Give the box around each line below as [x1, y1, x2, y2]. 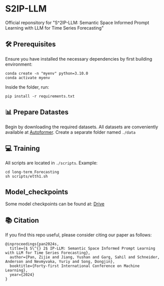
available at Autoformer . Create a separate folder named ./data [5, 129, 136, 135]
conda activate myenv [5, 75, 50, 80]
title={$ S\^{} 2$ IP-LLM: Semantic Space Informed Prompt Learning [9, 246, 155, 251]
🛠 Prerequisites [5, 40, 56, 49]
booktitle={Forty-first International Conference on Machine [9, 263, 140, 268]
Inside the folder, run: [5, 84, 49, 90]
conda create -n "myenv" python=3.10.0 [5, 71, 88, 76]
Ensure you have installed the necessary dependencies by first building [5, 56, 152, 62]
